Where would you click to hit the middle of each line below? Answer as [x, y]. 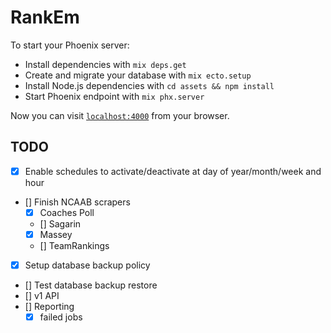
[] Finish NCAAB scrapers [77, 202]
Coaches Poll [67, 212]
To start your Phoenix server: [70, 45]
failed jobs [61, 317]
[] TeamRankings [74, 245]
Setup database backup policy [87, 265]
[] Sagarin [60, 223]
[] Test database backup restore [91, 285]
